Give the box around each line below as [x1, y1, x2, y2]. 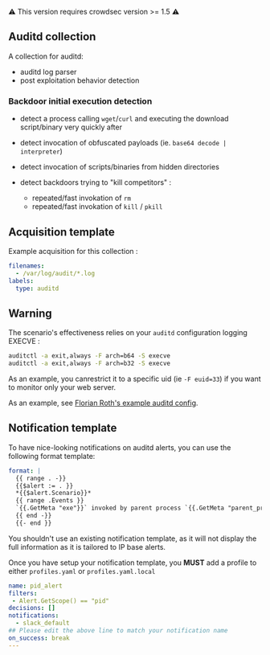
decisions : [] [8, 604, 56, 612]
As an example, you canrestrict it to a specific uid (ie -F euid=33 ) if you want [8, 374, 261, 383]
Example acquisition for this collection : [8, 246, 138, 256]
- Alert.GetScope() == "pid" [11, 596, 110, 605]
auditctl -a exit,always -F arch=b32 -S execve [8, 359, 171, 368]
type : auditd [15, 285, 59, 293]
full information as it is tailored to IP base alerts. [8, 542, 166, 551]
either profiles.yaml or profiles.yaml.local [8, 566, 156, 575]
